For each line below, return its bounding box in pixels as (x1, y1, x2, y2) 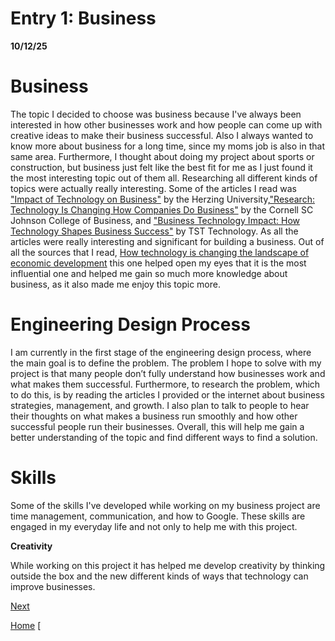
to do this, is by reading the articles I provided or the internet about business (10, 388, 325, 401)
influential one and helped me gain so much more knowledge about (10, 267, 288, 279)
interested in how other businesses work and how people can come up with (10, 118, 323, 131)
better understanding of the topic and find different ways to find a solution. (10, 431, 318, 443)
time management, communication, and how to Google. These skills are (10, 510, 306, 522)
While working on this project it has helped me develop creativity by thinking (10, 559, 326, 571)
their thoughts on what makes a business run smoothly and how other (10, 410, 298, 422)
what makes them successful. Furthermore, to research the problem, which (10, 378, 321, 390)
